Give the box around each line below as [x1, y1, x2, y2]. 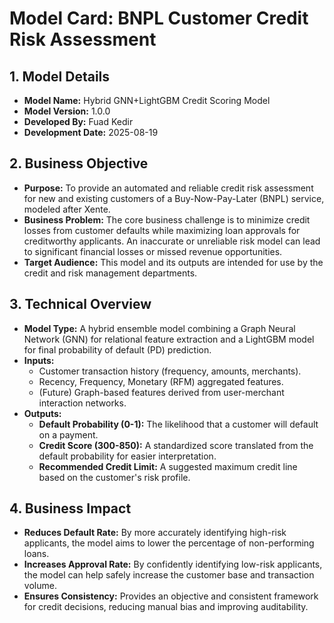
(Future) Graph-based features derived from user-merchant [38, 386, 285, 398]
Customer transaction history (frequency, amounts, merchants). [38, 365, 302, 377]
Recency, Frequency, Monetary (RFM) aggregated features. [38, 375, 284, 387]
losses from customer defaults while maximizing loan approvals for [23, 224, 301, 236]
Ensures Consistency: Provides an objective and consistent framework [23, 590, 319, 602]
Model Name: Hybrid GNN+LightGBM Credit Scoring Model [23, 95, 271, 106]
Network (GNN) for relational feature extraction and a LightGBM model [23, 333, 315, 345]
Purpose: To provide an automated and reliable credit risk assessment [23, 182, 314, 194]
